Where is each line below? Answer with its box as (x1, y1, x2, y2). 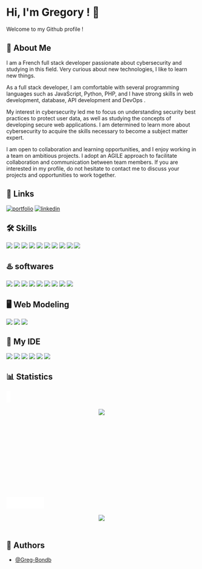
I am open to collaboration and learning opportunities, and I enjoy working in (6, 145, 197, 153)
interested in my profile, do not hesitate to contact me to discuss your (6, 164, 180, 172)
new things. (6, 72, 36, 79)
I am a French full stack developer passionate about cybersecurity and (6, 59, 182, 66)
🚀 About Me (6, 43, 51, 53)
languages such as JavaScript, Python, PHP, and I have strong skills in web (6, 90, 194, 97)
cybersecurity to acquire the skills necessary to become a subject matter (6, 127, 188, 135)
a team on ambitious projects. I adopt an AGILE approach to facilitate (6, 152, 177, 159)
